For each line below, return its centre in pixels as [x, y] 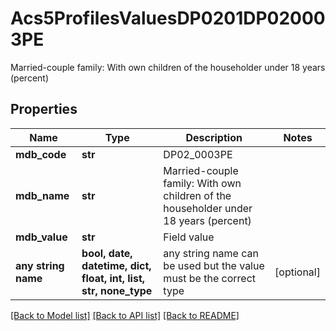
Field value [189, 237]
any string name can [211, 253]
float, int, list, [113, 278]
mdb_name [42, 195]
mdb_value [41, 237]
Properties [44, 109]
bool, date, [107, 253]
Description [214, 137]
